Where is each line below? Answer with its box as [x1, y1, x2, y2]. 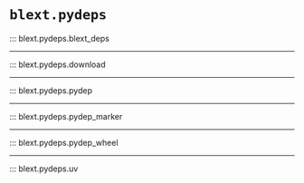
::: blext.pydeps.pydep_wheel [9, 137, 119, 148]
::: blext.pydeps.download [9, 59, 106, 70]
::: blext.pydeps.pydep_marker [9, 111, 123, 121]
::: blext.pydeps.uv [9, 163, 79, 174]
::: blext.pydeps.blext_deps [9, 33, 110, 43]
